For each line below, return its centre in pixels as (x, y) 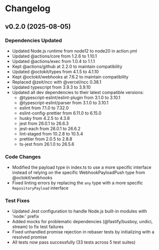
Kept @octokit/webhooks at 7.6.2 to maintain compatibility (70, 77)
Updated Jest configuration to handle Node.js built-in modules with (79, 211)
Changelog (28, 9)
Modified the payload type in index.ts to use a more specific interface (82, 167)
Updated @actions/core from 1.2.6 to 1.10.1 (54, 56)
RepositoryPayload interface (40, 188)
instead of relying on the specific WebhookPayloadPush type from (79, 173)
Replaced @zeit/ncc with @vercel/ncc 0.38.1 (57, 82)
